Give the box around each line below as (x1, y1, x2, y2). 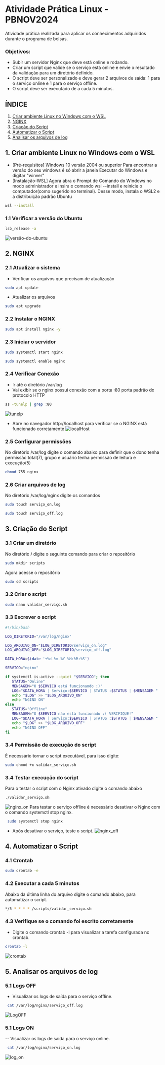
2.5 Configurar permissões (5, 438, 72, 445)
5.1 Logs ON (5, 1024, 34, 1031)
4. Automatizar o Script (5, 842, 78, 851)
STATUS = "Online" (11, 679, 45, 684)
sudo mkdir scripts (5, 561, 45, 565)
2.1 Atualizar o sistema (5, 264, 60, 271)
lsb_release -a (5, 226, 37, 231)
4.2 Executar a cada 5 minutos (5, 880, 80, 887)
